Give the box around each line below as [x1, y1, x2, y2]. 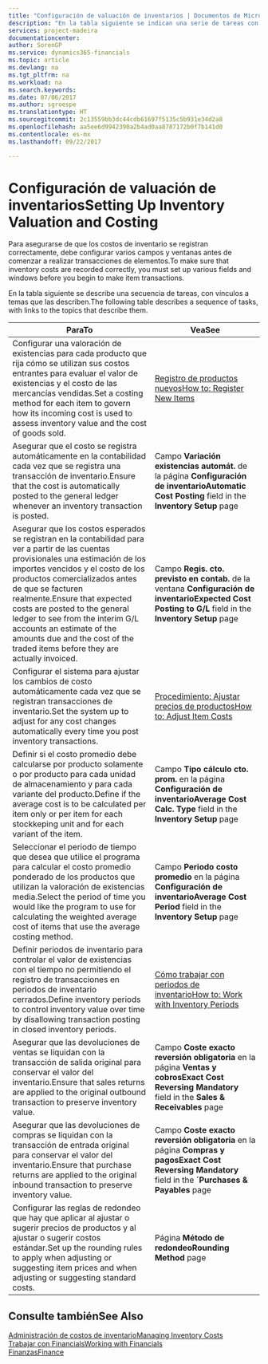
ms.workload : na [8, 78, 62, 86]
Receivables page [154, 1102, 223, 1113]
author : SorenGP [8, 41, 62, 49]
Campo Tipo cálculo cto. [154, 763, 249, 775]
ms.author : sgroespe [8, 101, 77, 108]
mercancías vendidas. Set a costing [12, 388, 144, 399]
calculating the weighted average [12, 911, 137, 922]
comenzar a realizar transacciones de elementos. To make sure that [8, 256, 230, 266]
